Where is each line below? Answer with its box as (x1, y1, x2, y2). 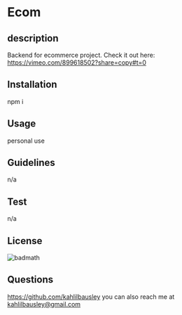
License (7, 235, 43, 247)
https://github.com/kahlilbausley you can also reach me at (7, 292, 175, 301)
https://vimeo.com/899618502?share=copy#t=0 (7, 58, 147, 67)
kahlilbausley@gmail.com (7, 300, 81, 308)
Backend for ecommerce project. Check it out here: (7, 51, 155, 59)
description (7, 32, 59, 44)
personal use (7, 136, 45, 145)
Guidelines (7, 157, 55, 169)
